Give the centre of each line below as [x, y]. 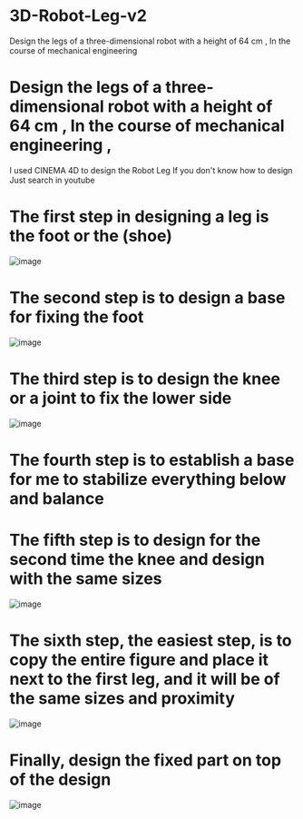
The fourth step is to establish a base [152, 460]
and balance [57, 498]
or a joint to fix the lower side [121, 398]
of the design [60, 780]
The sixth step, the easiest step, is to [151, 640]
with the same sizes [86, 579]
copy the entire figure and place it [139, 660]
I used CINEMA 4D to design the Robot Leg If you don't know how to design [151, 170]
